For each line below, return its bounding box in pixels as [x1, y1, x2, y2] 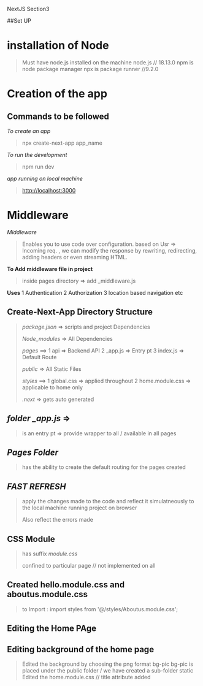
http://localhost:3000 [21, 186, 76, 194]
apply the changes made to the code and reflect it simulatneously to [21, 498, 194, 505]
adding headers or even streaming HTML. [21, 253, 128, 261]
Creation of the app [7, 87, 108, 101]
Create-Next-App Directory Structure [7, 307, 153, 318]
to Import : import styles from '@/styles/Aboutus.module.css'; [21, 605, 178, 612]
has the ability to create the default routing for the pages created [21, 463, 186, 471]
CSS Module [7, 533, 55, 544]
